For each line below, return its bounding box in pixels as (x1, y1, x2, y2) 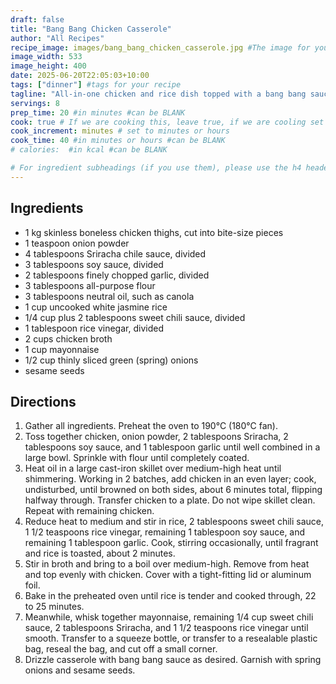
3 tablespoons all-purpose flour (24, 279, 156, 291)
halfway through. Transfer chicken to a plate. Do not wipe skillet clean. (24, 494, 316, 506)
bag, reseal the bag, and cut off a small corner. (24, 643, 218, 655)
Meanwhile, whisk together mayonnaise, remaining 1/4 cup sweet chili (24, 611, 314, 623)
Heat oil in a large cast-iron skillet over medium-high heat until (24, 462, 282, 475)
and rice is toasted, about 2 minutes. (24, 547, 176, 560)
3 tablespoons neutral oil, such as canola (24, 290, 195, 302)
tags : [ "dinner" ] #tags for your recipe (10, 80, 182, 90)
